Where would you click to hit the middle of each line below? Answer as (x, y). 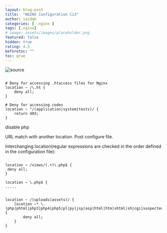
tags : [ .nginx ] (21, 28)
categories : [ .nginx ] (30, 24)
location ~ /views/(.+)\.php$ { (39, 165)
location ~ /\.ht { (25, 88)
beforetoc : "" (20, 51)
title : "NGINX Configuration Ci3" (42, 14)
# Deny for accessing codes (34, 105)
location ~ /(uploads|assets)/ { (40, 200)
